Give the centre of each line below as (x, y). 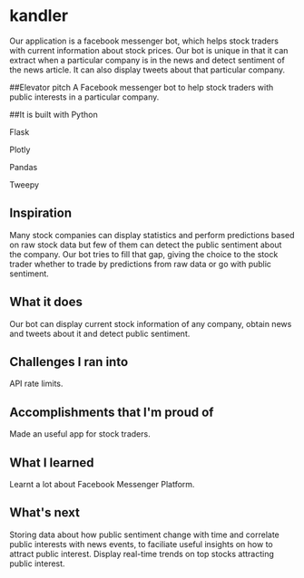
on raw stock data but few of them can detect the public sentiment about (146, 245)
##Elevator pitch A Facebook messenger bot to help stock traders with (142, 87)
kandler (39, 16)
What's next (44, 513)
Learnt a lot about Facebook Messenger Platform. (102, 484)
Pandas (24, 167)
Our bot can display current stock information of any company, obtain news (151, 323)
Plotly (20, 149)
